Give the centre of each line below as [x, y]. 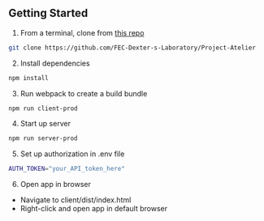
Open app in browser [56, 185]
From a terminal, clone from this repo [82, 32]
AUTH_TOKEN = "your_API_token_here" [67, 169]
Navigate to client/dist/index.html [76, 200]
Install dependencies [55, 63]
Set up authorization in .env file [72, 154]
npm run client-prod [43, 108]
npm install [28, 78]
